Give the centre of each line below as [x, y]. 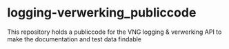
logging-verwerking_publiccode [102, 13]
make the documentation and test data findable [74, 39]
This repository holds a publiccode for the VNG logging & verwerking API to [114, 32]
